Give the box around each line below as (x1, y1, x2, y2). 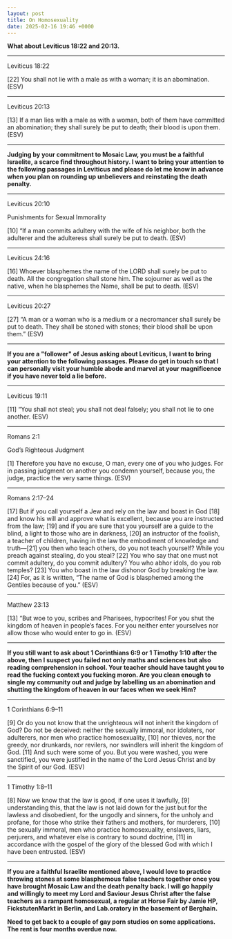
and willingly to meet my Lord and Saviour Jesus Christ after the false (7, 890, 211, 898)
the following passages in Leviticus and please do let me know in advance (7, 165, 224, 174)
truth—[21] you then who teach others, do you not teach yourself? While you (7, 544, 224, 552)
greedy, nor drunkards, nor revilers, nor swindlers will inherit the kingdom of (7, 741, 224, 749)
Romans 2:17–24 (7, 494, 54, 502)
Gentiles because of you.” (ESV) (7, 581, 99, 589)
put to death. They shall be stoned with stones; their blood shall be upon (7, 322, 213, 331)
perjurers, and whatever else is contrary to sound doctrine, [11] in (7, 833, 193, 841)
